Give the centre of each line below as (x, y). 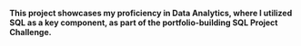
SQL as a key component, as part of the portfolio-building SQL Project (144, 23)
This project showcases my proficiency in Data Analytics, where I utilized (151, 13)
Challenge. (30, 32)
